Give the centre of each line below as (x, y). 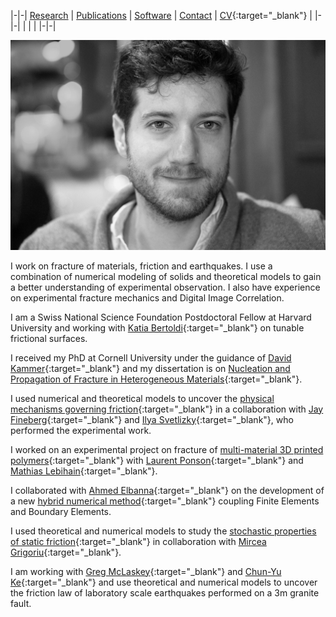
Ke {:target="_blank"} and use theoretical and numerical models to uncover (164, 582)
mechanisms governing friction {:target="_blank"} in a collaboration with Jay (167, 409)
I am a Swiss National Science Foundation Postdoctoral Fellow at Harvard (161, 317)
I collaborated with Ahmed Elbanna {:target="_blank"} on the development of (167, 490)
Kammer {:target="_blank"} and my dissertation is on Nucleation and (150, 368)
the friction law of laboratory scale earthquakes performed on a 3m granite (165, 592)
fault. (21, 603)
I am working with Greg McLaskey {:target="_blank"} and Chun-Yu (146, 571)
